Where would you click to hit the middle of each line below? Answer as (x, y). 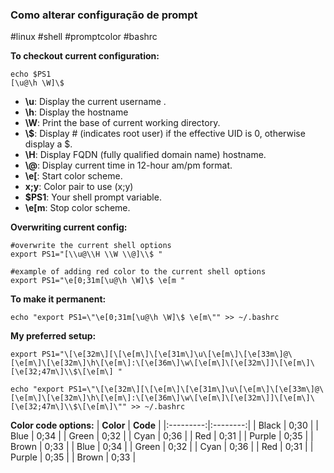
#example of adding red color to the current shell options (138, 272)
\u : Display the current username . (95, 102)
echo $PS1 (31, 74)
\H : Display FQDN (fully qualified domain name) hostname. (145, 155)
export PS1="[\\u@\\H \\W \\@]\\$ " (86, 254)
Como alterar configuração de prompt (104, 15)
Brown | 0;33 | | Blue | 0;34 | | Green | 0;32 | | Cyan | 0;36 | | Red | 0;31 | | (162, 447)
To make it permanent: (58, 299)
